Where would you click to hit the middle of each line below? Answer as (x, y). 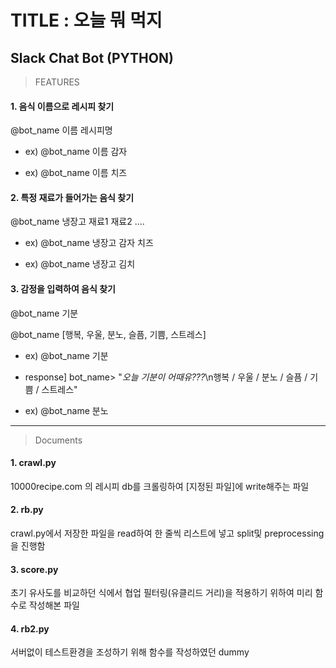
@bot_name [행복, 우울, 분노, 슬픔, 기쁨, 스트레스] (108, 334)
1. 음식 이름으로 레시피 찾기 (62, 106)
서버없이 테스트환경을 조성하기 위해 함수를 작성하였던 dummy (130, 652)
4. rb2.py (30, 628)
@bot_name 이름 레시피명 (61, 130)
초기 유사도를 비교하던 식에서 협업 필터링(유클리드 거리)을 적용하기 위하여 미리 (161, 593)
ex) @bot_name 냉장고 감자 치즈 (89, 243)
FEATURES (57, 82)
